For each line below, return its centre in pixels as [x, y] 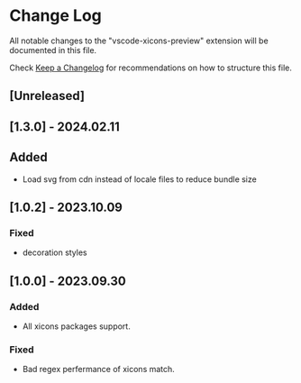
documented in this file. [53, 50]
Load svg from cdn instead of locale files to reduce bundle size [139, 179]
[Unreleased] [47, 96]
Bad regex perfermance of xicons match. [99, 369]
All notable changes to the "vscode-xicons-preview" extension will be [139, 41]
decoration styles [55, 252]
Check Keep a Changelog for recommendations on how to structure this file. [151, 68]
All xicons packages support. [76, 326]
